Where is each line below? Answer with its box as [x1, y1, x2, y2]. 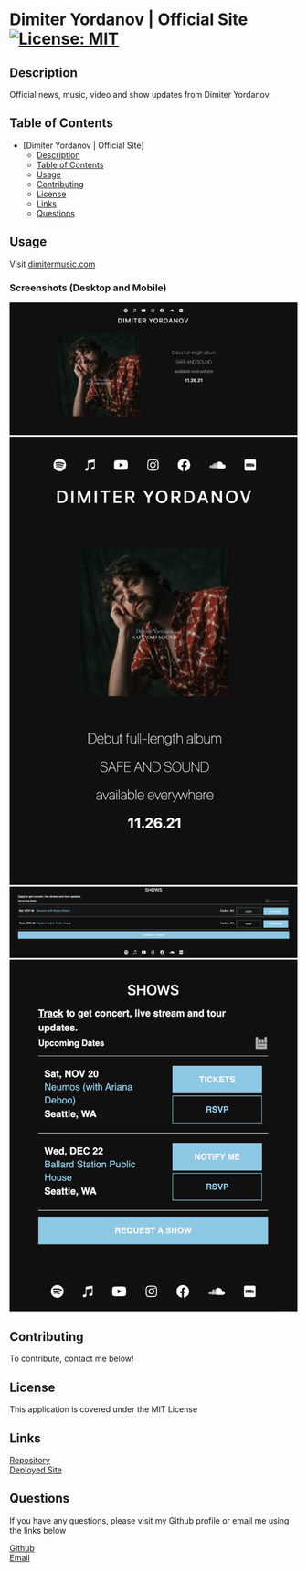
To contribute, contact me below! [9, 1353, 134, 1365]
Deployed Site [9, 1464, 62, 1475]
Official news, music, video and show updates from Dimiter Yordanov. [9, 90, 271, 100]
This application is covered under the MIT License [9, 1404, 198, 1415]
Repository [9, 1454, 50, 1465]
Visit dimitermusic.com [9, 258, 96, 269]
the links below [9, 1525, 67, 1535]
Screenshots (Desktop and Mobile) [9, 281, 167, 294]
